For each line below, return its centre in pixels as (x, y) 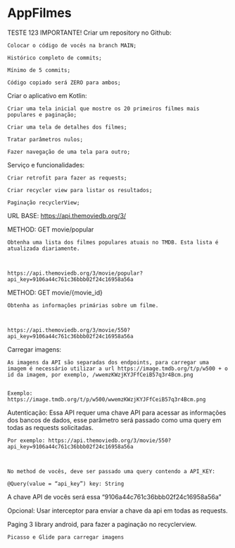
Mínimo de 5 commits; (39, 70)
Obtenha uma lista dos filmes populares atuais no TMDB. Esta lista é (113, 242)
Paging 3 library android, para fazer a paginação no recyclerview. (102, 524)
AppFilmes (39, 13)
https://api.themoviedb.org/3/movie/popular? (75, 273)
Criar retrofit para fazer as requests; (68, 178)
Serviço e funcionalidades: (46, 165)
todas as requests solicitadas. (50, 427)
